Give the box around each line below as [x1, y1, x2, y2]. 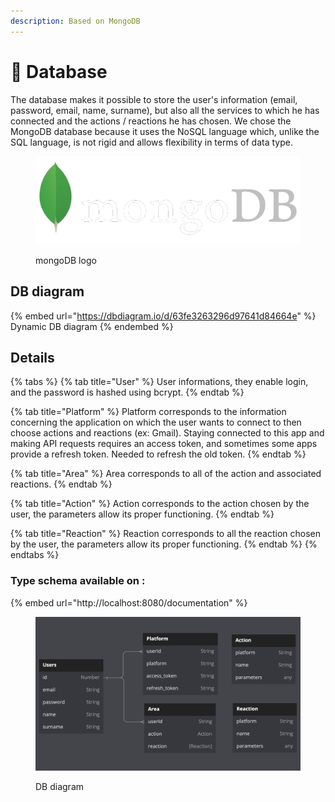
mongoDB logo [35, 254, 97, 266]
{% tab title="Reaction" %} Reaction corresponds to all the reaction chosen [10, 528, 321, 540]
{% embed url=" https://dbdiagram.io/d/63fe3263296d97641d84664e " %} [10, 310, 317, 322]
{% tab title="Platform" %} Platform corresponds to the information [10, 406, 287, 418]
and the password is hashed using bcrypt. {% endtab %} [10, 386, 245, 399]
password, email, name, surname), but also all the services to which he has [10, 104, 320, 116]
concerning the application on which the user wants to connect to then [10, 416, 302, 429]
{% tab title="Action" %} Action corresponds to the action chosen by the [10, 498, 310, 510]
